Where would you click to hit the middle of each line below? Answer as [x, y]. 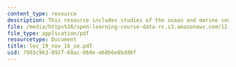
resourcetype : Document [42, 40]
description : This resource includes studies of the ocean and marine [113, 20]
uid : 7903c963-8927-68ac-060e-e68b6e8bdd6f [72, 53]
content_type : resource [42, 14]
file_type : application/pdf [48, 33]
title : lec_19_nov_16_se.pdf [50, 46]
